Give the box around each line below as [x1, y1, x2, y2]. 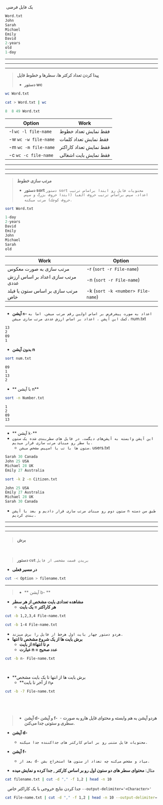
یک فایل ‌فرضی [6, 4, 33, 10]
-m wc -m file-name [9, 144, 55, 150]
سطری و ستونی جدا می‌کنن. [24, 720, 75, 726]
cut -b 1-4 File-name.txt [5, 622, 57, 627]
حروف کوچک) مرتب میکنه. [24, 197, 73, 203]
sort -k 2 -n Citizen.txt [5, 477, 57, 482]
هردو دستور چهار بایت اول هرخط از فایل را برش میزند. [12, 632, 123, 637]
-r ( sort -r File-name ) [86, 265, 139, 272]
